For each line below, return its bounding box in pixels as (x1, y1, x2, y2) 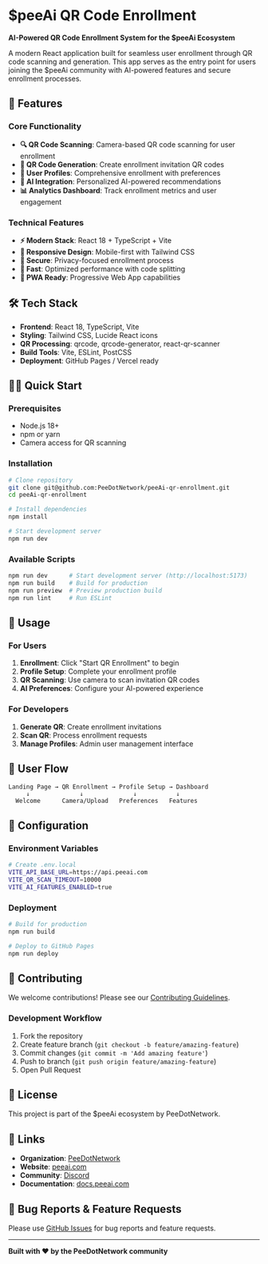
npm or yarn (19, 430, 61, 439)
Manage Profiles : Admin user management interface (19, 738, 194, 749)
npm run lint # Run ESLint (8, 594, 112, 602)
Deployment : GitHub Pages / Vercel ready (19, 356, 160, 365)
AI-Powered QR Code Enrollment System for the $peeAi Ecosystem (8, 33, 235, 42)
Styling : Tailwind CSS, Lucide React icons (19, 330, 158, 340)
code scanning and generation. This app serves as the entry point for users (8, 57, 257, 66)
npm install (8, 513, 48, 521)
